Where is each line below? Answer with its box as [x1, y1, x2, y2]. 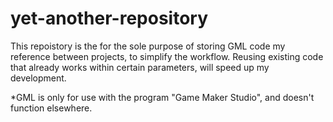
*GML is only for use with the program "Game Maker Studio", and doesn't [10, 91, 315, 103]
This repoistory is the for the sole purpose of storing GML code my [10, 40, 286, 52]
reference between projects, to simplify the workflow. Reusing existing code [10, 50, 324, 62]
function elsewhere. [10, 102, 93, 114]
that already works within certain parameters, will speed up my [10, 61, 270, 73]
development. [10, 72, 67, 84]
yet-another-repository [10, 7, 209, 30]
